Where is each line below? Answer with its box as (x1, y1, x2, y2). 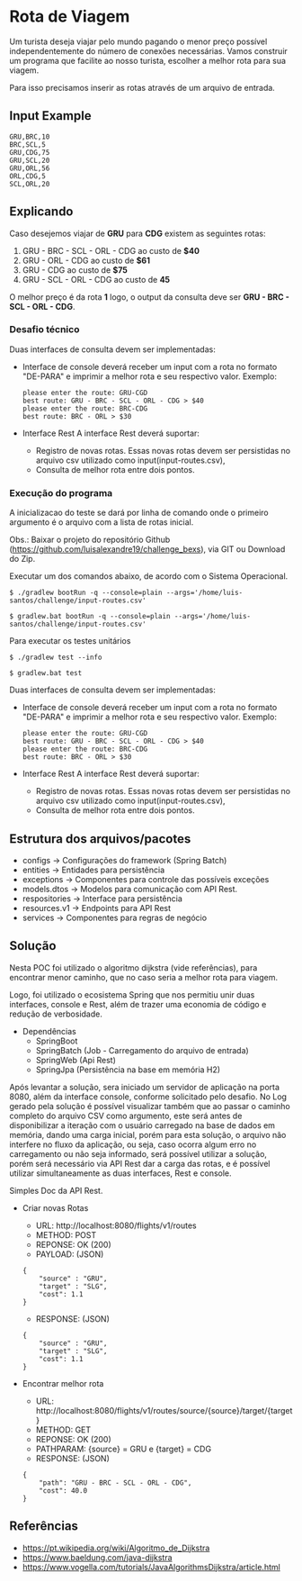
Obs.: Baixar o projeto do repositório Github (9, 534, 171, 546)
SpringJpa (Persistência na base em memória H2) (35, 1064, 221, 1075)
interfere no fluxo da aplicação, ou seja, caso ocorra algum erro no (9, 1139, 257, 1150)
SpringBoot (35, 1035, 78, 1046)
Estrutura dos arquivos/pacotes (9, 831, 191, 846)
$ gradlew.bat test (9, 669, 83, 678)
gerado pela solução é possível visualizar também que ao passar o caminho (9, 1100, 290, 1111)
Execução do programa (9, 486, 113, 499)
